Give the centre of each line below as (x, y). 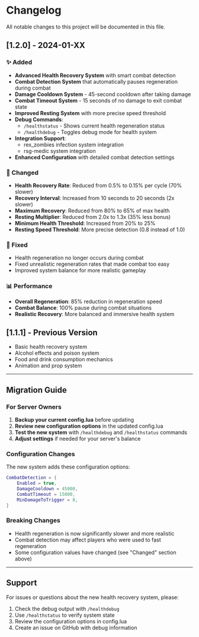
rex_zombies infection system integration (74, 144)
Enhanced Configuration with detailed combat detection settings (94, 157)
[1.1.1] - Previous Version (52, 332)
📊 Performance (29, 286)
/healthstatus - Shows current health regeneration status (94, 126)
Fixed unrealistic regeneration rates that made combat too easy (92, 264)
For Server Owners (34, 407)
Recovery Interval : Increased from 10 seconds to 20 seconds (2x (94, 198)
